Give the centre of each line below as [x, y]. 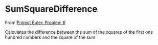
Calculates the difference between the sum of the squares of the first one [79, 32]
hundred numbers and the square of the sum [50, 37]
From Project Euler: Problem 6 [35, 22]
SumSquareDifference [51, 9]
